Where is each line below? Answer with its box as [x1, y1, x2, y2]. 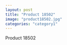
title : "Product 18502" [5, 12, 56, 17]
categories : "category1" [5, 21, 58, 26]
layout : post [5, 7, 33, 12]
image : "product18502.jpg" [5, 16, 62, 21]
